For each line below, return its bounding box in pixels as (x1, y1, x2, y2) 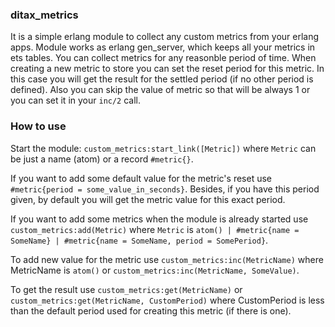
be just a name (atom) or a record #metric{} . (10, 153, 194, 165)
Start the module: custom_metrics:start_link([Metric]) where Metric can (10, 142, 317, 154)
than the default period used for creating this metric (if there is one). (10, 304, 292, 317)
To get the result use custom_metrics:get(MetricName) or (10, 283, 243, 295)
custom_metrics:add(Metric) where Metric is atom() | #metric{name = (10, 223, 300, 235)
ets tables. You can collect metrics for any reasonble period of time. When (10, 52, 317, 64)
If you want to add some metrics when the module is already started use (10, 213, 309, 225)
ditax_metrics (10, 8, 79, 22)
